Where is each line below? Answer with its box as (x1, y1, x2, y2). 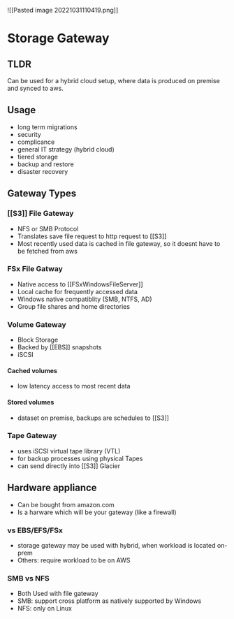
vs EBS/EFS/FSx (7, 525, 64, 535)
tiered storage (17, 152, 58, 161)
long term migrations (17, 122, 78, 131)
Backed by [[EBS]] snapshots (17, 343, 102, 351)
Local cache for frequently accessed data (17, 287, 138, 296)
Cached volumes (7, 366, 58, 374)
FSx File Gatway (7, 264, 63, 274)
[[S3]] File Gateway (7, 209, 74, 219)
